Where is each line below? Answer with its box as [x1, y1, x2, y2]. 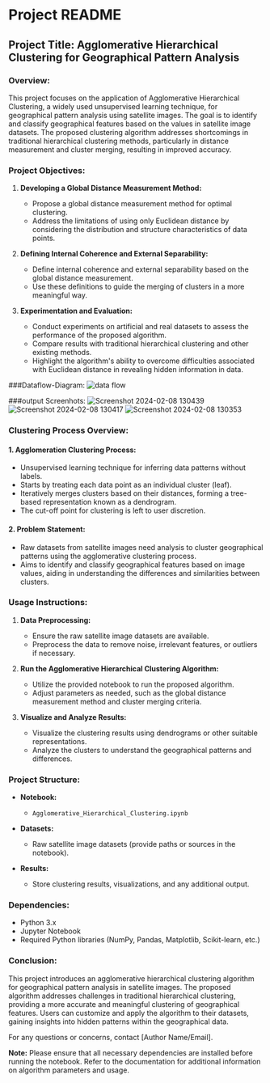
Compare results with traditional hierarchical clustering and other [32, 339, 249, 349]
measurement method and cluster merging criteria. [32, 696, 202, 706]
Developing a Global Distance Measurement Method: [19, 184, 202, 193]
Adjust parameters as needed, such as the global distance [32, 687, 226, 697]
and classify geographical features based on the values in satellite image [8, 119, 251, 129]
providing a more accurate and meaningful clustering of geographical [8, 999, 240, 1009]
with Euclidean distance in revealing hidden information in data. [32, 365, 244, 374]
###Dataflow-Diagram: [8, 380, 86, 390]
